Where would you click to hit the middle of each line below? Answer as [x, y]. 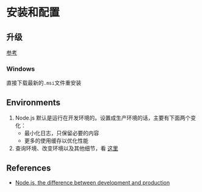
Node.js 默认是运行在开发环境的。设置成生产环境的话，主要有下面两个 [103, 118]
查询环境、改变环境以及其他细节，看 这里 [67, 148]
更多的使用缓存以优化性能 [56, 141]
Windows [21, 69]
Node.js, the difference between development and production [92, 182]
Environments [33, 102]
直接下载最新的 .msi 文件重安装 [44, 83]
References [29, 168]
